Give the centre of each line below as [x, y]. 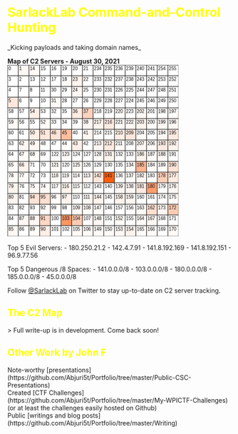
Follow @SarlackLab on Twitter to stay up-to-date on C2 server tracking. [114, 291]
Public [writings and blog [44, 415]
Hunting [32, 27]
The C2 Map [35, 313]
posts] [91, 415]
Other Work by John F [57, 353]
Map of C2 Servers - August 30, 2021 [63, 61]
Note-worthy [26, 370]
